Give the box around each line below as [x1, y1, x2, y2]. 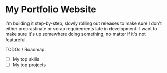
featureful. [5, 36, 27, 43]
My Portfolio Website [5, 4, 96, 15]
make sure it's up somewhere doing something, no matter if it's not [5, 31, 146, 37]
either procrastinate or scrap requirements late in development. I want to [5, 25, 157, 31]
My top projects [12, 62, 46, 68]
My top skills [12, 56, 40, 62]
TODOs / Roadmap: [5, 46, 46, 52]
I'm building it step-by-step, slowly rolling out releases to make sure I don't [5, 20, 162, 26]
